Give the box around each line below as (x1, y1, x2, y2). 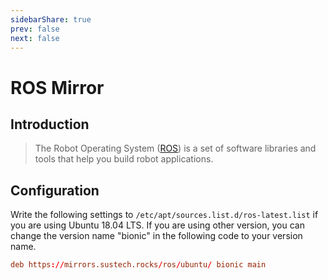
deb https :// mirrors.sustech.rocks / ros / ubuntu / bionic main (10, 260, 267, 270)
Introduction (10, 116, 90, 133)
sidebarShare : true (10, 14, 92, 25)
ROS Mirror (10, 76, 105, 99)
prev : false (10, 24, 60, 34)
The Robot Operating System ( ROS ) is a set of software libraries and (34, 142, 317, 155)
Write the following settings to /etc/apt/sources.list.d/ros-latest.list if (10, 209, 319, 221)
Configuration (10, 182, 100, 199)
